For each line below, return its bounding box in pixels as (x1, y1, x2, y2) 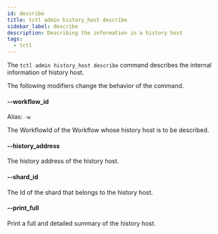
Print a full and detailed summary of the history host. (7, 219, 156, 227)
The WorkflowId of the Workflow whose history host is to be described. (7, 126, 210, 134)
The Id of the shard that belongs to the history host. (7, 188, 153, 196)
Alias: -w (7, 113, 31, 121)
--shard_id (7, 173, 39, 181)
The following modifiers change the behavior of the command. (7, 82, 184, 89)
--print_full (7, 204, 39, 212)
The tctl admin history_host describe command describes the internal (7, 61, 212, 69)
